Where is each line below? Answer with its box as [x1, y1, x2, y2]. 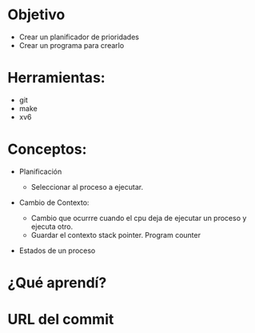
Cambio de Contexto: [18, 198, 90, 207]
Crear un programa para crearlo [18, 40, 125, 50]
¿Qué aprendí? [7, 274, 107, 291]
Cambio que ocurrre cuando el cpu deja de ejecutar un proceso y [30, 213, 247, 223]
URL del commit [7, 311, 114, 329]
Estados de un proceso [18, 246, 96, 255]
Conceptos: [7, 140, 87, 158]
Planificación [18, 166, 62, 176]
